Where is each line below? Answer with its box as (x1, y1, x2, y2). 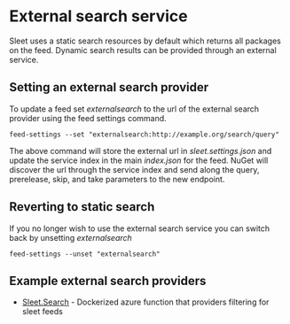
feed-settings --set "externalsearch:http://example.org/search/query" (9, 130, 279, 139)
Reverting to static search (9, 199, 155, 214)
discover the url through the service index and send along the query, (9, 164, 260, 174)
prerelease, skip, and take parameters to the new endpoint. (9, 174, 225, 184)
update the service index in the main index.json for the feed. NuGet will (9, 155, 269, 166)
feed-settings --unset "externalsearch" (9, 250, 161, 258)
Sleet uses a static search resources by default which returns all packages (9, 35, 281, 46)
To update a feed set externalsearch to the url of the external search (9, 104, 260, 114)
